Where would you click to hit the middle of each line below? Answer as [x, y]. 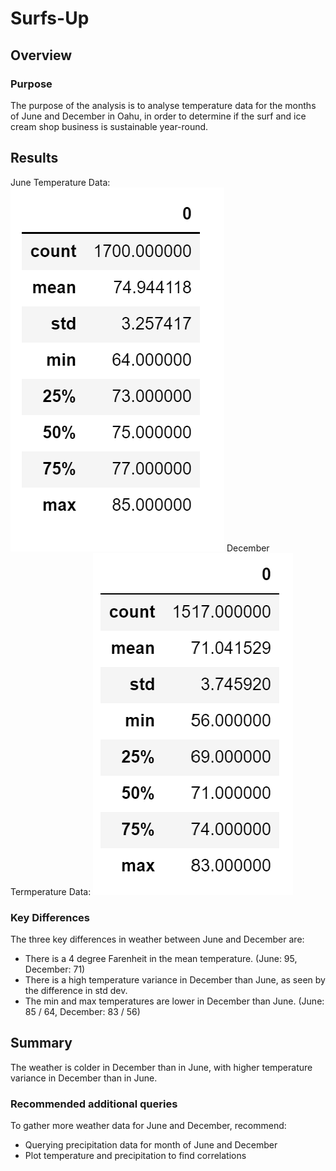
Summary [41, 1043]
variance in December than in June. [84, 1078]
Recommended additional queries [94, 1104]
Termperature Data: [51, 891]
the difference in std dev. [76, 990]
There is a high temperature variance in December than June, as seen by [175, 979]
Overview [41, 55]
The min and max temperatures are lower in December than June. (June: [174, 1001]
